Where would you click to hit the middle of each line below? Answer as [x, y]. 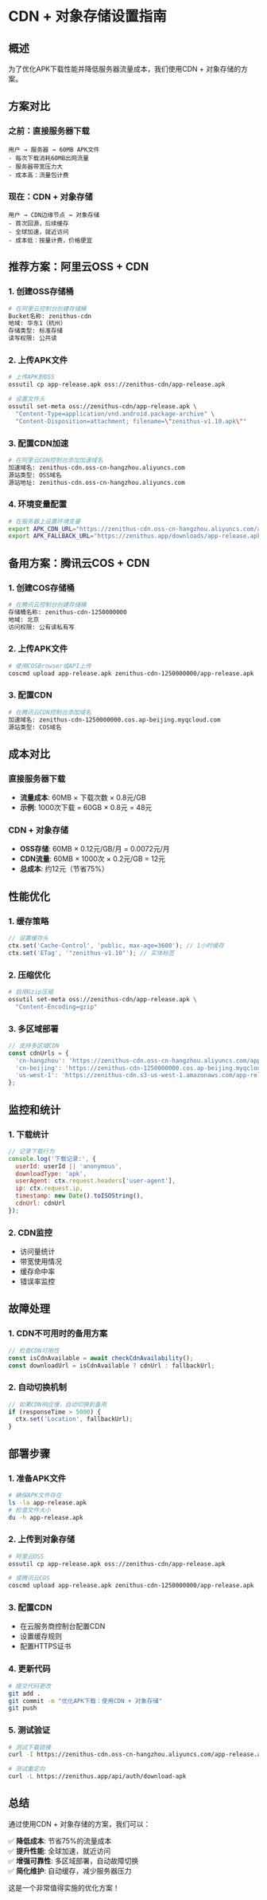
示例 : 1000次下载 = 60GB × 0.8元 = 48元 [86, 808]
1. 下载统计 [29, 1135]
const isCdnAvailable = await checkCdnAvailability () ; [101, 1358]
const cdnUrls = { [39, 1053]
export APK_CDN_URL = [43, 529]
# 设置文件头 [27, 399]
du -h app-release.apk [46, 1517]
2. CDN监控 [31, 1233]
